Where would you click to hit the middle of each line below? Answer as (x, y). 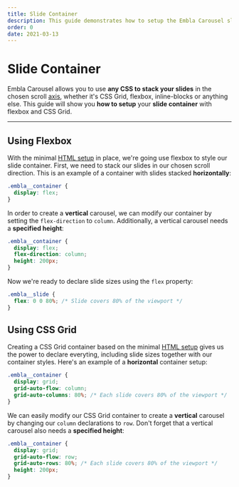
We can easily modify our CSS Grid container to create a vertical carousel (116, 415)
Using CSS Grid (42, 330)
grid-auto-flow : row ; (46, 457)
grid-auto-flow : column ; (51, 389)
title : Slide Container (43, 14)
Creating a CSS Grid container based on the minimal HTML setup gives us (116, 347)
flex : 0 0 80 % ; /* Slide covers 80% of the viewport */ (98, 301)
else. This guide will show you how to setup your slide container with (110, 104)
